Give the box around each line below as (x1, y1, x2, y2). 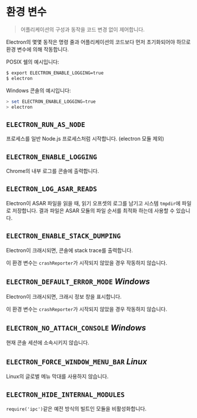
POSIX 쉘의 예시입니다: (6, 58, 60, 65)
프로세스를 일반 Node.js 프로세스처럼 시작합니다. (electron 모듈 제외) (6, 135, 165, 142)
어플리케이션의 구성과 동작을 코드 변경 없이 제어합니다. (20, 26, 145, 33)
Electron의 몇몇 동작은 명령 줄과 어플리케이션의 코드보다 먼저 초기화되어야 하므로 (6, 38, 191, 45)
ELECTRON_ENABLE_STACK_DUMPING (6, 232, 121, 240)
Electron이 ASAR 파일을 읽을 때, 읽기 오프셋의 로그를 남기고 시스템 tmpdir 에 (6, 199, 181, 206)
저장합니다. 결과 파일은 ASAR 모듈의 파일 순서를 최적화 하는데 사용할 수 (12, 207, 175, 214)
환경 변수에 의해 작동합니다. (6, 45, 69, 53)
